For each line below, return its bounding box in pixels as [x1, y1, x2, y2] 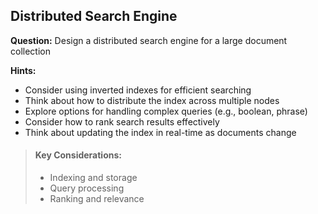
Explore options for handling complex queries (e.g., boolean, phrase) [24, 105, 308, 117]
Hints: [10, 64, 37, 76]
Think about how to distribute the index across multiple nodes [24, 94, 280, 106]
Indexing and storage [49, 172, 138, 184]
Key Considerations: [34, 149, 122, 161]
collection [10, 45, 51, 57]
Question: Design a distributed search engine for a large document [10, 34, 288, 46]
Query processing [49, 182, 125, 194]
